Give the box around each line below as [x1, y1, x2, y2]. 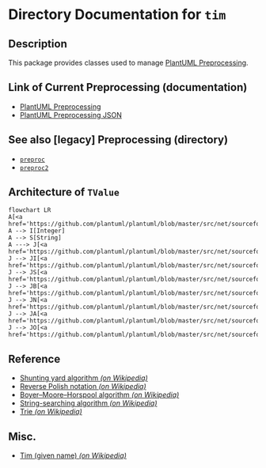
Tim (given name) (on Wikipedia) [19, 451, 127, 460]
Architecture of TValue [8, 186, 120, 199]
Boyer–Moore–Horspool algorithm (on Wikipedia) [19, 390, 180, 400]
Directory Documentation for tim [8, 6, 226, 24]
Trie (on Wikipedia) [19, 407, 83, 417]
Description [8, 37, 67, 51]
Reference [8, 352, 61, 365]
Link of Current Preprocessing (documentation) [8, 81, 248, 94]
